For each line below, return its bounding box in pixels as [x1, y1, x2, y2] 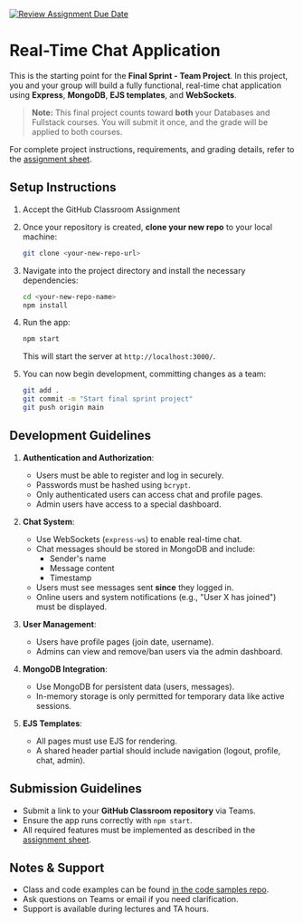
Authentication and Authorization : [22, 452, 155, 462]
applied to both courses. [31, 126, 123, 137]
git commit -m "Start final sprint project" [22, 394, 194, 403]
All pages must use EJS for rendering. [35, 735, 178, 746]
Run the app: [22, 317, 71, 328]
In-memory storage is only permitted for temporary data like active [35, 690, 285, 702]
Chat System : [22, 516, 75, 527]
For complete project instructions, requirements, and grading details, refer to [9, 143, 295, 154]
